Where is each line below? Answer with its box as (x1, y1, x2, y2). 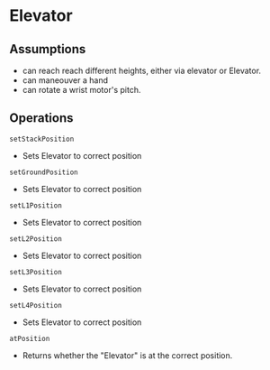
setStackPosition (9, 134, 75, 143)
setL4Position (9, 301, 63, 310)
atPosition (9, 334, 50, 343)
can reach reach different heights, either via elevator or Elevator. (22, 65, 262, 76)
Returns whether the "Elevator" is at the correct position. (22, 349, 233, 361)
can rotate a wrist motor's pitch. (22, 85, 141, 95)
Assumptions (9, 42, 86, 57)
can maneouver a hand (22, 75, 108, 86)
